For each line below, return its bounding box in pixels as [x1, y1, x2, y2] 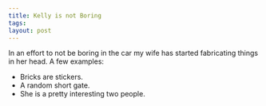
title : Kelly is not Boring [8, 11, 102, 20]
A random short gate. [19, 80, 90, 90]
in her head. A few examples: [8, 57, 105, 66]
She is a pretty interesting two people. [19, 89, 145, 99]
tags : [8, 19, 26, 27]
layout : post [8, 26, 52, 34]
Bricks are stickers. [19, 73, 84, 82]
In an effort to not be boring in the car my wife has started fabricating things [8, 49, 258, 58]
